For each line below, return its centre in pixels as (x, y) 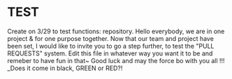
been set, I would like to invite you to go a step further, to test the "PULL (111, 46)
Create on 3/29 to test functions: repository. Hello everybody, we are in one (116, 31)
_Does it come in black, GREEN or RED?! (65, 68)
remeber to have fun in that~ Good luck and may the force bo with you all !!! (116, 60)
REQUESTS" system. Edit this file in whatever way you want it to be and (110, 53)
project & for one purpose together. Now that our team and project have (111, 38)
